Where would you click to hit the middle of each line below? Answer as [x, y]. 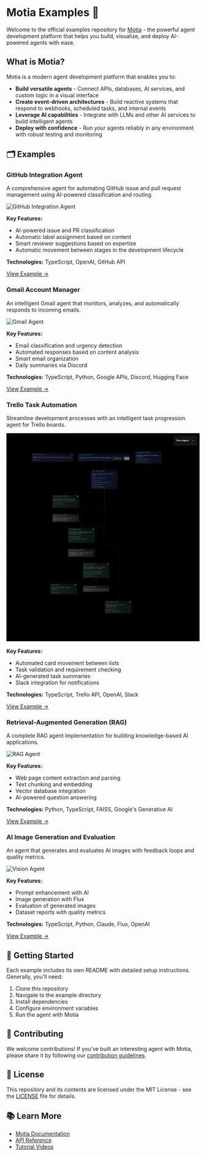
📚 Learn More [34, 1116]
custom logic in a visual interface [57, 95]
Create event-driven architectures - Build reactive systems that [97, 101]
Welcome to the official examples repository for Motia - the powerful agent [101, 29]
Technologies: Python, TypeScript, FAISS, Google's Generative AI [90, 809]
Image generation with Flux [50, 899]
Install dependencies [42, 1001]
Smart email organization [47, 358]
